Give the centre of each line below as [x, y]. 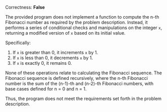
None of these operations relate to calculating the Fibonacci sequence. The [84, 73]
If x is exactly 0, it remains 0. [42, 63]
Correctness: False [25, 7]
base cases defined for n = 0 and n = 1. [46, 89]
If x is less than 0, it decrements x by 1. [53, 58]
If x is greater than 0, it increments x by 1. [55, 52]
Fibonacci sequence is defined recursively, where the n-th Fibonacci [76, 78]
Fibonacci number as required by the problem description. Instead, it [76, 22]
